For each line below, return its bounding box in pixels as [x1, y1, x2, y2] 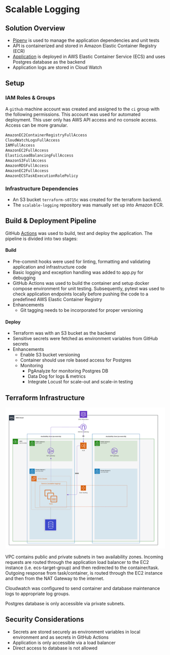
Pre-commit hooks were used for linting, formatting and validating [12, 258, 151, 264]
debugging [12, 275, 36, 281]
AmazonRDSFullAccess [5, 163, 49, 168]
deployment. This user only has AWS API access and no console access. [5, 116, 158, 123]
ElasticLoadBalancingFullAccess [5, 153, 74, 158]
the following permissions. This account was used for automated [5, 111, 141, 117]
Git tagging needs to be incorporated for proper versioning [20, 307, 143, 313]
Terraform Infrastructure [5, 393, 85, 402]
